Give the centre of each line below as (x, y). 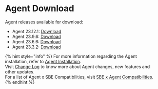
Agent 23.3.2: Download (36, 47)
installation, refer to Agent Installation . (43, 61)
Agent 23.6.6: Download (36, 41)
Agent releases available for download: (44, 22)
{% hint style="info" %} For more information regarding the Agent (71, 56)
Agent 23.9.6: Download (36, 36)
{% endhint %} (20, 82)
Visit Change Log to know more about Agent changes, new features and (78, 67)
